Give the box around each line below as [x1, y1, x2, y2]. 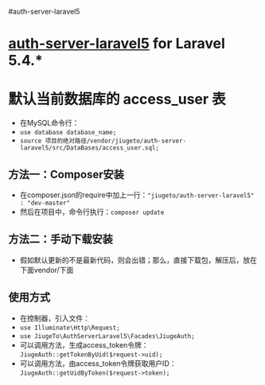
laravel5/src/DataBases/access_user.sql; [19, 144, 159, 152]
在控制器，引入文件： [19, 313, 90, 323]
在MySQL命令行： [19, 119, 80, 128]
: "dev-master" [19, 199, 71, 207]
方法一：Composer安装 [8, 167, 125, 181]
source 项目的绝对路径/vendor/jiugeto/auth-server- [19, 137, 187, 146]
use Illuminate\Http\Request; [19, 324, 121, 332]
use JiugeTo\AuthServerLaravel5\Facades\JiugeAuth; [19, 332, 195, 340]
